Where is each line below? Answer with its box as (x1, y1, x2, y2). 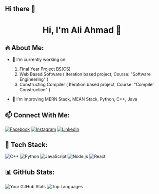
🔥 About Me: (5, 43, 44, 52)
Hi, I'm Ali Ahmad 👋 (42, 24, 122, 36)
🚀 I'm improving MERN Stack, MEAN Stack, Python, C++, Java (12, 96, 138, 102)
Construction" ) (19, 87, 51, 93)
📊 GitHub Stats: (5, 168, 55, 176)
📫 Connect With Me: (5, 111, 70, 119)
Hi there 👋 (5, 5, 36, 13)
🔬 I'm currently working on (12, 57, 66, 62)
